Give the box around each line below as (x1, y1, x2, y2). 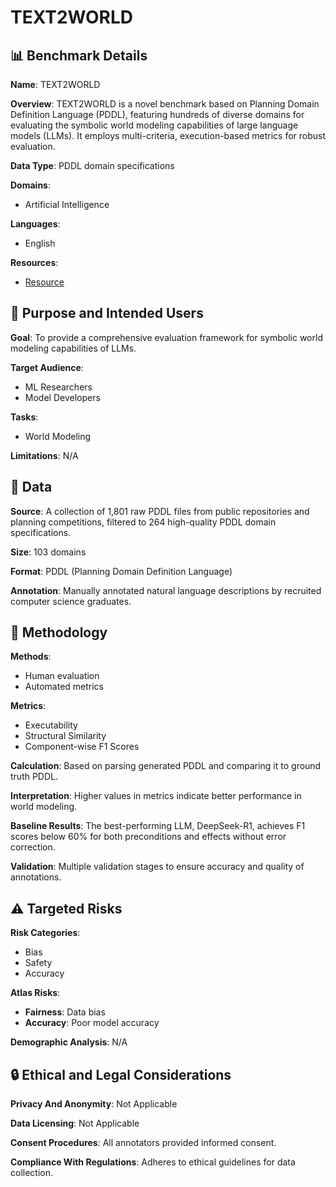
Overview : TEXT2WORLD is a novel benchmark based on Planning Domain (10, 98, 320, 110)
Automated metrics (24, 681, 105, 693)
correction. (10, 841, 56, 853)
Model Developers (24, 391, 101, 403)
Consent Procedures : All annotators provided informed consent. (10, 1137, 277, 1149)
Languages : (10, 218, 61, 230)
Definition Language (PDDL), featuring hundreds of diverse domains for (10, 109, 305, 120)
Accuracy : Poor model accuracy (24, 1017, 160, 1029)
